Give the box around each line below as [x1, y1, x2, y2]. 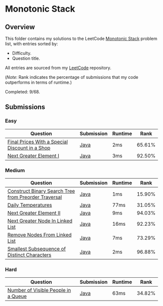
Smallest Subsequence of [7, 245, 66, 252]
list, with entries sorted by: [5, 41, 58, 47]
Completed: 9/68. [5, 89, 40, 94]
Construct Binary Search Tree [7, 187, 75, 194]
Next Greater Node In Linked [7, 217, 73, 224]
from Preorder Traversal [7, 194, 62, 200]
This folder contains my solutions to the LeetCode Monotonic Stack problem [5, 36, 158, 41]
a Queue [7, 293, 27, 300]
